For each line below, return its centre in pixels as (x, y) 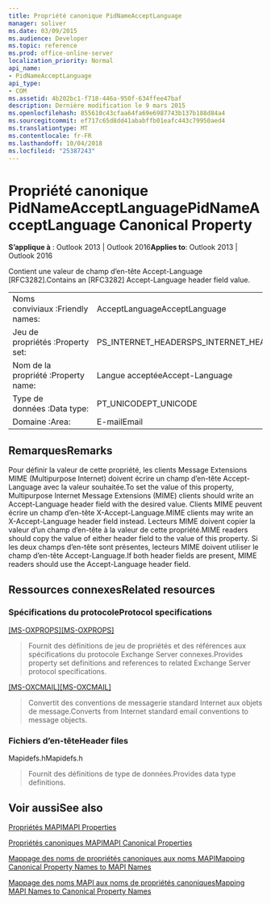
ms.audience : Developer (48, 38)
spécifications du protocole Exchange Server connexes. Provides (135, 654)
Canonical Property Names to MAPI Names (80, 867)
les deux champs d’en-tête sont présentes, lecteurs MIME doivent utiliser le (133, 547)
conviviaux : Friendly (50, 309)
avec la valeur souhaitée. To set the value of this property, (138, 487)
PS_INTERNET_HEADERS (144, 342)
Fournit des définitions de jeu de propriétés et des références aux (137, 645)
